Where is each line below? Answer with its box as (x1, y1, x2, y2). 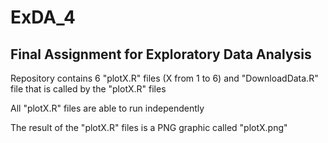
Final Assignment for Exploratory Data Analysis (10, 46, 312, 63)
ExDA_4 (10, 6, 76, 29)
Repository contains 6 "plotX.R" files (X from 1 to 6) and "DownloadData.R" (10, 72, 319, 84)
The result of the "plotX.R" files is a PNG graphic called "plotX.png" (10, 122, 288, 133)
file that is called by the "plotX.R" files (10, 83, 167, 95)
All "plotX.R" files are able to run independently (10, 102, 205, 114)
